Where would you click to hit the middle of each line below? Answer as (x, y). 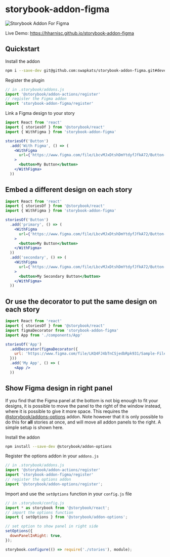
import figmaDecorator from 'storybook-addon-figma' (62, 330)
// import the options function (39, 512)
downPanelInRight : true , (36, 536)
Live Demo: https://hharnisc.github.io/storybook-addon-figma (70, 33)
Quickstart (23, 49)
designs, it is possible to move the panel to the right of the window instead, (83, 406)
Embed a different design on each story (69, 190)
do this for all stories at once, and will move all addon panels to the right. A (83, 422)
